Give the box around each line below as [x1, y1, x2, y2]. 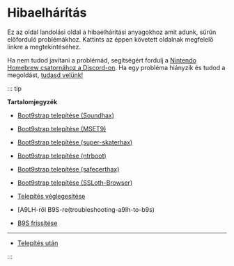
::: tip [7, 84, 22, 92]
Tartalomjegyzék [7, 97, 58, 106]
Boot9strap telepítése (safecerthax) [17, 165, 120, 173]
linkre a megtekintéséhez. [7, 42, 81, 51]
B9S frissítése [17, 219, 58, 227]
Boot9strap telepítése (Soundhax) [17, 111, 115, 119]
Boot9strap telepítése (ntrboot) [17, 151, 107, 160]
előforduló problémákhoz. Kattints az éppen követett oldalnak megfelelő [7, 35, 214, 43]
